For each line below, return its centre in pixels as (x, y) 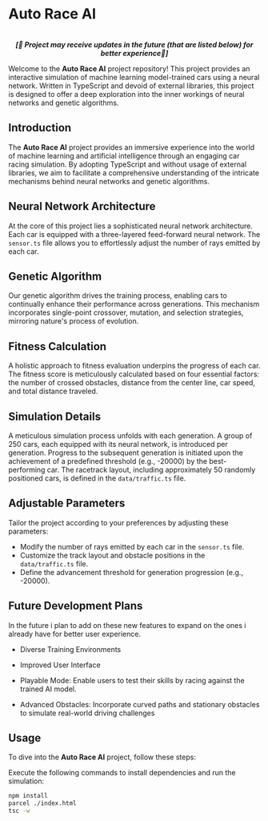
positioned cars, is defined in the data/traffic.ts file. (97, 478)
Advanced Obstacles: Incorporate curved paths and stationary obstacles (140, 704)
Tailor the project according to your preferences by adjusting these (119, 522)
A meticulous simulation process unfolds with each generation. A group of (130, 436)
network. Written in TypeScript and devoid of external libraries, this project (131, 86)
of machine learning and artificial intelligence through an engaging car (124, 155)
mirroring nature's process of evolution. (74, 321)
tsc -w (19, 811)
